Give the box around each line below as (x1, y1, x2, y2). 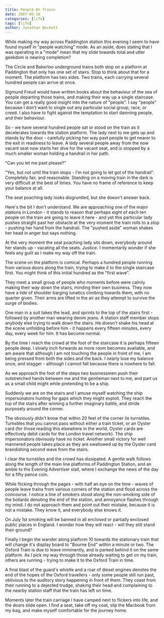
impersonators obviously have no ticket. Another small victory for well (5, 436, 146, 442)
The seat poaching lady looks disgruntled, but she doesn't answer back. (5, 194, 151, 201)
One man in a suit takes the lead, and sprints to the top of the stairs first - (5, 309, 153, 316)
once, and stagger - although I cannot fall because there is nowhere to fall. (5, 361, 156, 367)
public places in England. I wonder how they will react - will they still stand (5, 522, 155, 528)
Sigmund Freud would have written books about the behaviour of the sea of (5, 89, 158, 95)
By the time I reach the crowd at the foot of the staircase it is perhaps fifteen (5, 340, 159, 346)
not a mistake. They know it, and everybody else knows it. (5, 507, 122, 513)
